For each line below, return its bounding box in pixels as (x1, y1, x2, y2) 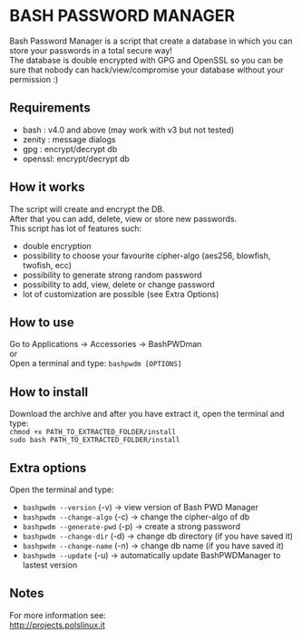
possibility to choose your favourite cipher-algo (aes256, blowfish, (22, 250, 271, 261)
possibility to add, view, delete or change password (22, 278, 215, 290)
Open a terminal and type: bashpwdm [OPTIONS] (9, 358, 182, 369)
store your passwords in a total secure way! (9, 44, 172, 55)
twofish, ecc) (22, 259, 73, 270)
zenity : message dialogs (22, 133, 116, 145)
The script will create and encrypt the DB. (9, 203, 165, 214)
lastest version (22, 559, 78, 570)
